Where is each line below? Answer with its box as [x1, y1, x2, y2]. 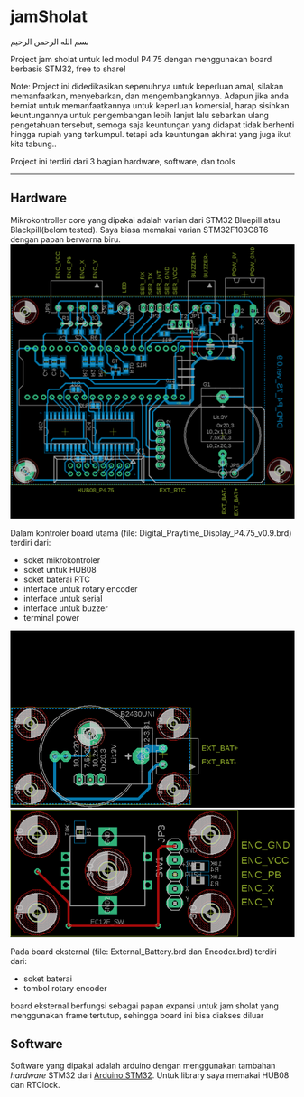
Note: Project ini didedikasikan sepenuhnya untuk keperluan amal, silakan [10, 80, 284, 91]
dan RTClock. [10, 1080, 60, 1091]
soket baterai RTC [23, 574, 91, 585]
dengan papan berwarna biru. [10, 233, 121, 245]
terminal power [23, 613, 80, 624]
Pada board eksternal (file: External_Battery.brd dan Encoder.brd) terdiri [10, 946, 278, 957]
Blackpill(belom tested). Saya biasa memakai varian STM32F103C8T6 [10, 224, 269, 235]
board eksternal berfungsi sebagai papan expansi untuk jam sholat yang [10, 1000, 279, 1011]
